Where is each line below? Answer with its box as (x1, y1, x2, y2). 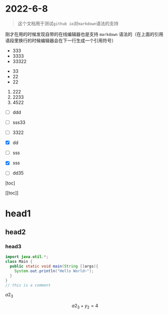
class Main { (5, 259, 33, 264)
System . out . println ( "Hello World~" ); (14, 268, 94, 274)
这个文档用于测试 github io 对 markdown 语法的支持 (17, 20, 119, 26)
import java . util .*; (5, 254, 49, 259)
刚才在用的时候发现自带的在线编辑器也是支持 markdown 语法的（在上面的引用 (5, 31, 163, 37)
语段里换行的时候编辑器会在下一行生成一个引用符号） (5, 37, 116, 43)
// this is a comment (5, 283, 51, 288)
